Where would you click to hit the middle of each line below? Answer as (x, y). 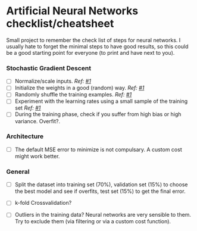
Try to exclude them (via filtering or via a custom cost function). (93, 221)
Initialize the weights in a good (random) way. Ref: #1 (79, 88)
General (18, 171)
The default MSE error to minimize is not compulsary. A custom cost (98, 149)
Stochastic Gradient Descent (49, 68)
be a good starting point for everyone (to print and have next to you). (90, 52)
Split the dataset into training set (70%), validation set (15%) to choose (101, 185)
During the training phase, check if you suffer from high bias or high (98, 114)
